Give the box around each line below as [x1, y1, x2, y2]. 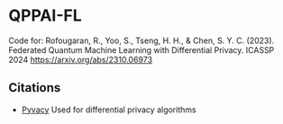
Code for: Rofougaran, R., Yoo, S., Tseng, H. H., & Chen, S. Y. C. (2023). [8, 35, 275, 46]
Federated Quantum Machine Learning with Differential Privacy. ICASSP [8, 44, 275, 55]
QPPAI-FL [8, 5, 82, 26]
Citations [8, 80, 61, 95]
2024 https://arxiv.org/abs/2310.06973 [8, 54, 153, 65]
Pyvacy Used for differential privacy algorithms [21, 104, 196, 115]
